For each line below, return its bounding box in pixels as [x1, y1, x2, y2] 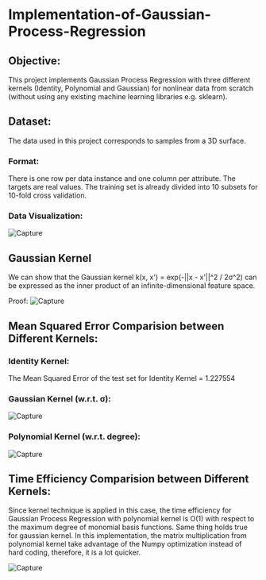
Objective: [8, 54, 61, 67]
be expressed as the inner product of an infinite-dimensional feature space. [8, 281, 256, 290]
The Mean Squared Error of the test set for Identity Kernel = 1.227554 [8, 373, 236, 382]
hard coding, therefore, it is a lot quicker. [8, 547, 141, 557]
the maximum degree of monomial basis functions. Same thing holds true [8, 522, 249, 532]
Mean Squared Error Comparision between [8, 319, 225, 332]
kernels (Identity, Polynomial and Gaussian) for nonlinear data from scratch [8, 83, 254, 93]
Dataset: [8, 115, 52, 129]
